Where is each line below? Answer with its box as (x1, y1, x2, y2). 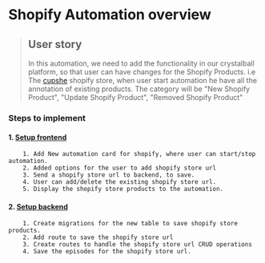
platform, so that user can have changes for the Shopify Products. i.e (27, 67, 256, 77)
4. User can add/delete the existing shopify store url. (22, 178, 217, 186)
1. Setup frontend (8, 132, 67, 141)
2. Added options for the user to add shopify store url (22, 164, 217, 173)
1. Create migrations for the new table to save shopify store (22, 220, 239, 228)
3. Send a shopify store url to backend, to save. (22, 171, 195, 179)
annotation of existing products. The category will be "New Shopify (27, 84, 251, 94)
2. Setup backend (8, 201, 68, 211)
